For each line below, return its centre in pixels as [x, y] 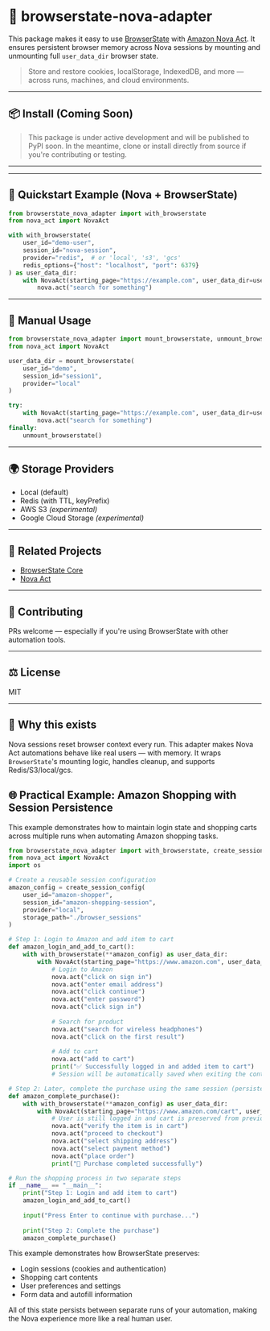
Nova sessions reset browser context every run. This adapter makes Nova [131, 744]
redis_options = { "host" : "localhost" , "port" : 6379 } [111, 265]
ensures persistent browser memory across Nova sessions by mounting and [135, 47]
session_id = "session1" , [63, 376]
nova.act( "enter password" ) [98, 999]
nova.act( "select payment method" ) [111, 1148]
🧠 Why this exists [53, 725]
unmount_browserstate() [63, 435]
